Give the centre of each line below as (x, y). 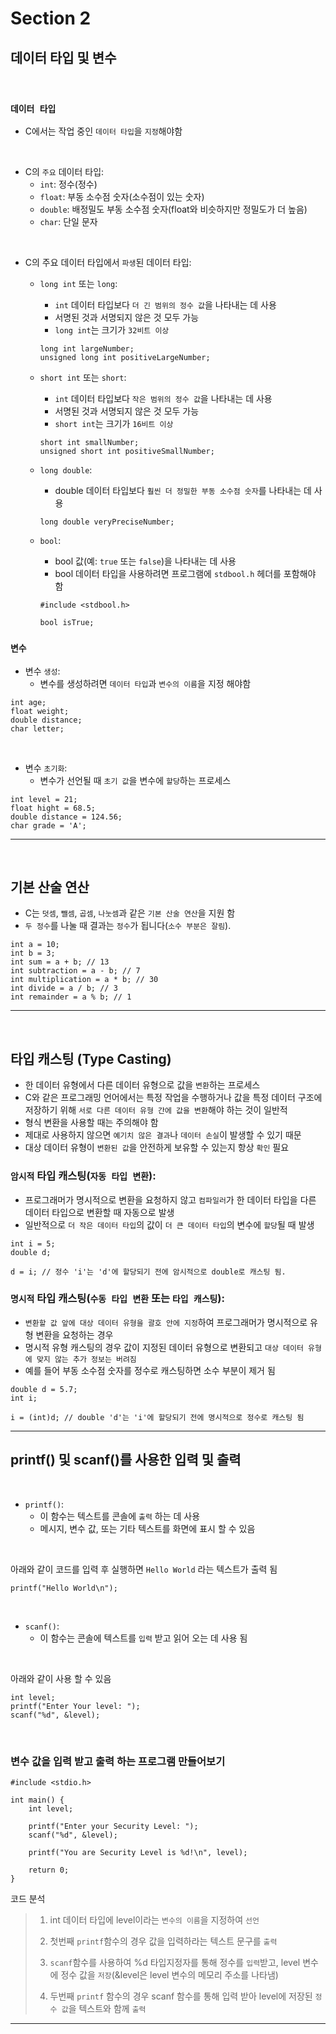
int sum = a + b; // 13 (60, 962)
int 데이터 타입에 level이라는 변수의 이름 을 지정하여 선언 (154, 1919)
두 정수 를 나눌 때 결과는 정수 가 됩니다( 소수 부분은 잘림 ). (128, 926)
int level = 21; (44, 799)
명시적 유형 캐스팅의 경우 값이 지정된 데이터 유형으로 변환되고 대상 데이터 (164, 1347)
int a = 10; (35, 945)
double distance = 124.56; (66, 817)
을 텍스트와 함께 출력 (107, 2008)
